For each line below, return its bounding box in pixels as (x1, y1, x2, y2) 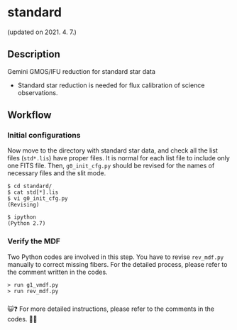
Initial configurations (7, 131, 81, 141)
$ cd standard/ (7, 182, 53, 190)
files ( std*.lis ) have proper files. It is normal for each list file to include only (7, 154, 231, 163)
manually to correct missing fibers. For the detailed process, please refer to (7, 260, 228, 268)
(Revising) (7, 202, 40, 209)
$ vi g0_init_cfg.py (7, 195, 69, 202)
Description (7, 48, 60, 60)
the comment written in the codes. (7, 268, 108, 276)
